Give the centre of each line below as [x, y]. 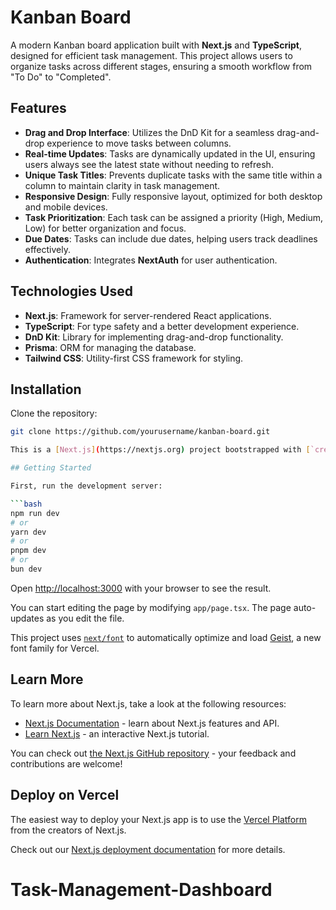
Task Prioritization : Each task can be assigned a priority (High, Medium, [174, 217]
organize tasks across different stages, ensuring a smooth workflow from [161, 66]
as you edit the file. [85, 618]
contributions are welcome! [66, 763]
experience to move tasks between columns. [139, 143]
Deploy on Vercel [65, 795]
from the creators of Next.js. [68, 830]
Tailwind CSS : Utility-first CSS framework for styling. [134, 358]
